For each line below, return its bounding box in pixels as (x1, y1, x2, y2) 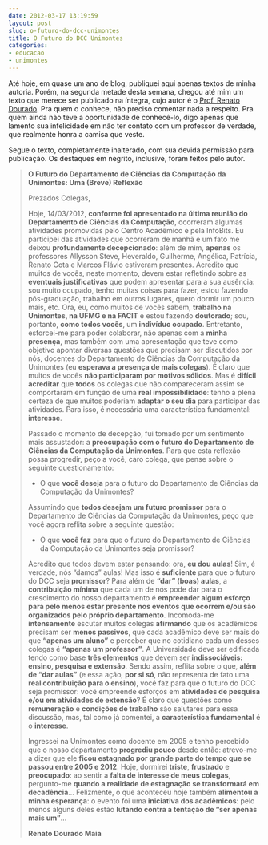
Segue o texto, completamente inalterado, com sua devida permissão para (8, 145, 254, 155)
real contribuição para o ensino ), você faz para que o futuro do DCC (27, 678, 256, 688)
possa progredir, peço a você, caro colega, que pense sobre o (27, 454, 234, 463)
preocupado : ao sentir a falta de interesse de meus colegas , (27, 770, 231, 780)
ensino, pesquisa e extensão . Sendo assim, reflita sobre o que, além (27, 661, 257, 670)
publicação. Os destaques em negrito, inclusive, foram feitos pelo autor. (8, 153, 246, 163)
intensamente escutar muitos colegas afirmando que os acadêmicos (27, 618, 258, 628)
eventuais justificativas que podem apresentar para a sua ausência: (27, 277, 255, 286)
